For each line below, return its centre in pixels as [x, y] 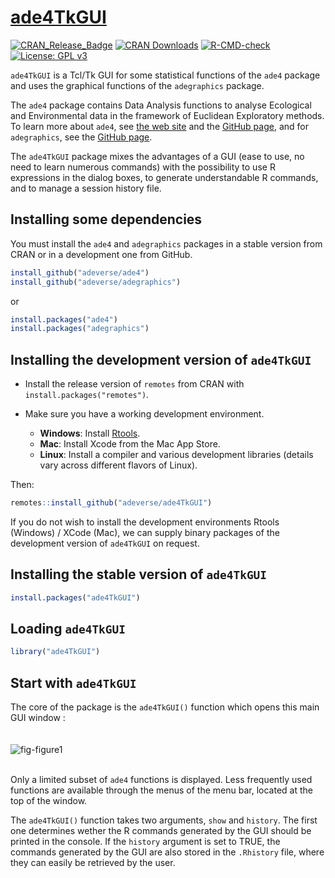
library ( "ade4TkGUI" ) [55, 652]
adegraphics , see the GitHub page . [81, 137]
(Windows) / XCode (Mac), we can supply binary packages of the [145, 532]
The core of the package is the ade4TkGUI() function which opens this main [165, 707]
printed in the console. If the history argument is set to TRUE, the [145, 842]
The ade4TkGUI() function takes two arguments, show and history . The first [164, 820]
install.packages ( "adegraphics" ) [80, 329]
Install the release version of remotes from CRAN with [134, 384]
